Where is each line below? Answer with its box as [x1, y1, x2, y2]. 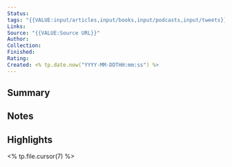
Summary [7, 87, 50, 99]
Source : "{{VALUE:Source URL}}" [7, 29, 100, 37]
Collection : [7, 42, 41, 49]
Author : [7, 36, 30, 43]
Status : [7, 10, 30, 17]
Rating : [7, 55, 30, 62]
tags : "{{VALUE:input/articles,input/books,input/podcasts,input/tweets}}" [7, 17, 230, 23]
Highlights [7, 134, 53, 146]
